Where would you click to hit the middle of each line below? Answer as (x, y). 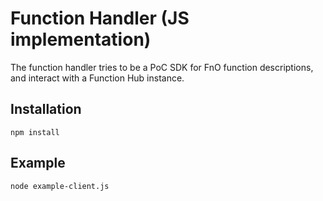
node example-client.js (60, 186)
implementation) (81, 39)
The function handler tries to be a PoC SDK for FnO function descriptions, (162, 67)
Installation (46, 109)
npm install (35, 132)
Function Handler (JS (100, 18)
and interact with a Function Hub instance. (97, 78)
